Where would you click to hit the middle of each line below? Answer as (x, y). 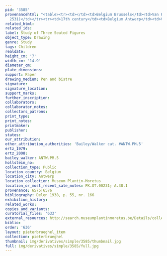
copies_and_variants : (28, 209)
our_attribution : (23, 139)
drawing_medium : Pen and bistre (39, 79)
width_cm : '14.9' (23, 61)
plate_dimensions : (24, 70)
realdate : (15, 51)
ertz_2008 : (16, 153)
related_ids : (19, 28)
